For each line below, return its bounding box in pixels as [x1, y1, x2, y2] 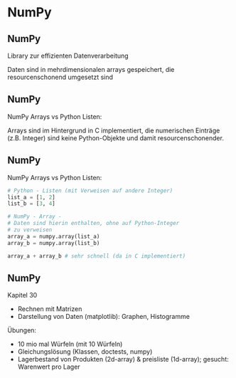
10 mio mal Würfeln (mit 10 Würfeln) [17, 340, 123, 349]
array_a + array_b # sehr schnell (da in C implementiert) [7, 252, 186, 260]
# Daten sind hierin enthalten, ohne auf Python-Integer [7, 220, 180, 227]
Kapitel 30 [7, 291, 38, 300]
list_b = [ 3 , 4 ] [7, 200, 55, 207]
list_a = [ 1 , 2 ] [7, 194, 55, 201]
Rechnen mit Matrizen [17, 305, 82, 313]
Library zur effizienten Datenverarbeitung [7, 51, 129, 60]
